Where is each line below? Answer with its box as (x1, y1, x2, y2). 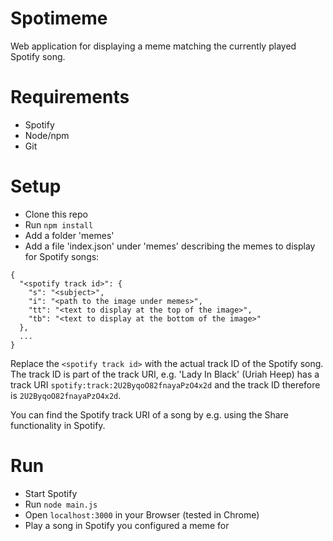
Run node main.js (24, 498, 98, 510)
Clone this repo (24, 208, 88, 220)
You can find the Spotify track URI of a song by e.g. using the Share (10, 408, 289, 421)
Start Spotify (24, 487, 78, 499)
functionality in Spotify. (10, 419, 106, 431)
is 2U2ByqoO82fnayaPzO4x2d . (10, 389, 122, 401)
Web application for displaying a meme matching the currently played (10, 40, 297, 52)
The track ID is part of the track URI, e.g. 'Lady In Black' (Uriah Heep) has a (10, 368, 320, 380)
